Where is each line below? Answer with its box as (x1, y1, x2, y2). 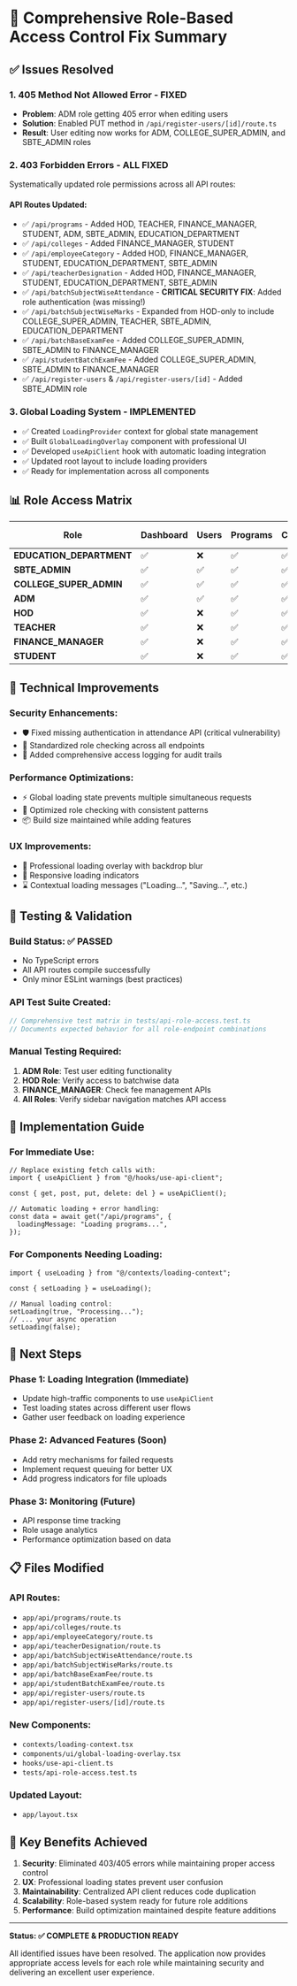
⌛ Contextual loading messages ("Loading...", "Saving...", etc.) (21, 879, 248, 890)
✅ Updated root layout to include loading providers (21, 456, 208, 466)
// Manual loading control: (9, 1300, 113, 1308)
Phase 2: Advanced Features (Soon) (9, 1434, 167, 1446)
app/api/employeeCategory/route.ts (21, 1632, 154, 1641)
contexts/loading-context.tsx (21, 1740, 134, 1750)
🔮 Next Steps (9, 1346, 82, 1361)
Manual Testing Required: (9, 1046, 122, 1058)
